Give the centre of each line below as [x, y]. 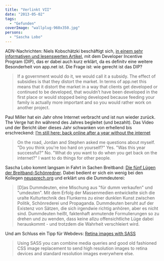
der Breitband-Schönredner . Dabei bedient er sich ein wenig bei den [74, 173]
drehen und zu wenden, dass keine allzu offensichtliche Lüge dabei [85, 219]
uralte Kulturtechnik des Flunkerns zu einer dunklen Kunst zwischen [86, 198]
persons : [14, 32]
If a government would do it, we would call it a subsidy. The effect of [86, 76]
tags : [11, 19]
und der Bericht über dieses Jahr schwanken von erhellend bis [68, 127]
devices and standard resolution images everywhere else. [75, 253]
